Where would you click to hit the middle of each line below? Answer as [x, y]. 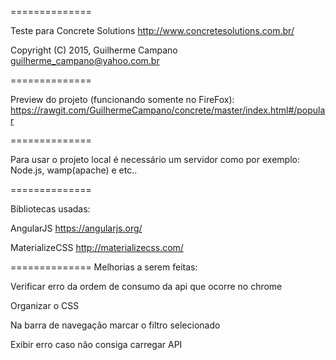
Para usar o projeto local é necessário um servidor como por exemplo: [155, 159]
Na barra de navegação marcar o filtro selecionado [115, 325]
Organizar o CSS [45, 305]
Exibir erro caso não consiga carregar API [96, 344]
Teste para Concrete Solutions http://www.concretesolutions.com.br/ [152, 30]
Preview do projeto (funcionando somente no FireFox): [122, 99]
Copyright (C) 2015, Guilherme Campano [94, 50]
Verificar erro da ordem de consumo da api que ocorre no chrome [146, 286]
